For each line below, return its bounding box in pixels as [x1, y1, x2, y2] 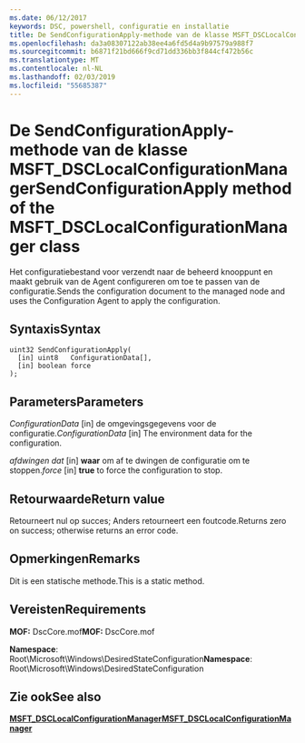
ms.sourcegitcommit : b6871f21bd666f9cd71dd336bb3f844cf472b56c [9, 47, 254, 56]
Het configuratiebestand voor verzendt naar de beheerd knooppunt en [9, 266, 273, 277]
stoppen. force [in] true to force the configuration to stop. [9, 465, 223, 476]
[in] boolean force [17, 361, 92, 371]
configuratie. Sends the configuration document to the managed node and [9, 286, 286, 296]
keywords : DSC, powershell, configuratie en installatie [9, 22, 230, 31]
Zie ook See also [9, 689, 102, 705]
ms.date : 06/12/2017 [9, 13, 88, 23]
